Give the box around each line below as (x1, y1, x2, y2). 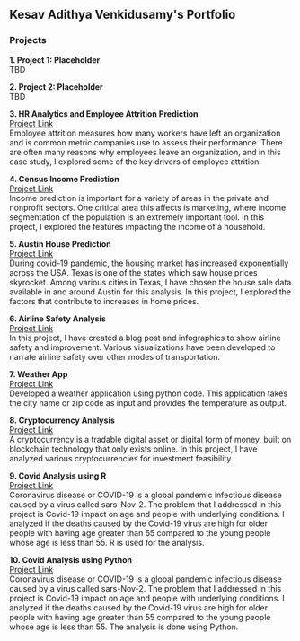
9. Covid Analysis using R (9, 470, 107, 481)
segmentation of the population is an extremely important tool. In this (9, 211, 265, 223)
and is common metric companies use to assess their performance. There (9, 136, 283, 147)
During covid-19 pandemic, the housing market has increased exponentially (9, 258, 289, 268)
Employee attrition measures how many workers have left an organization (9, 127, 281, 138)
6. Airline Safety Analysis (9, 313, 106, 324)
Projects (9, 34, 47, 47)
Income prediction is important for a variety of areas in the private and (9, 192, 269, 203)
